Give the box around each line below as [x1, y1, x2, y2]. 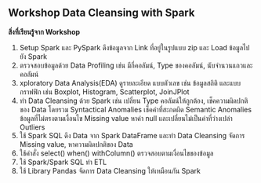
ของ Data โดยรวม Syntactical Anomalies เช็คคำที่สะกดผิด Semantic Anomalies [19, 104, 252, 114]
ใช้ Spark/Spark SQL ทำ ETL [19, 157, 107, 167]
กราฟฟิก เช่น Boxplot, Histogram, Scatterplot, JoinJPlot [19, 86, 190, 97]
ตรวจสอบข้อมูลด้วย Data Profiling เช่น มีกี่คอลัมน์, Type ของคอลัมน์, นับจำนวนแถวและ [19, 60, 253, 70]
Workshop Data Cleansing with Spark [8, 6, 195, 20]
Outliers [19, 122, 45, 132]
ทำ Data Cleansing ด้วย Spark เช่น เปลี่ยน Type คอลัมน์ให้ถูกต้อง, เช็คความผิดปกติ [19, 96, 248, 105]
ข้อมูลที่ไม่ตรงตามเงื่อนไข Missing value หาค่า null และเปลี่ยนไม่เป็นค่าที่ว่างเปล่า [19, 113, 233, 123]
